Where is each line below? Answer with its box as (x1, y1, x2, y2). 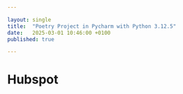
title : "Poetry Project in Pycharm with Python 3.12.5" (7, 22, 177, 30)
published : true (7, 36, 54, 42)
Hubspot (7, 72, 59, 88)
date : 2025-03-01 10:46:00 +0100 (7, 29, 111, 36)
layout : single (7, 16, 52, 23)
